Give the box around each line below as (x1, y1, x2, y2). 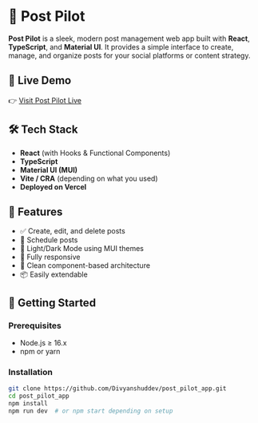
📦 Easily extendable (19, 269, 88, 279)
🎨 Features (8, 205, 63, 218)
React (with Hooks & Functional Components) (19, 148, 171, 158)
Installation (8, 366, 54, 377)
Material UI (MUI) (19, 165, 78, 174)
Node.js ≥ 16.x (19, 338, 68, 348)
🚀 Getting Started (8, 296, 97, 309)
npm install (8, 400, 48, 408)
